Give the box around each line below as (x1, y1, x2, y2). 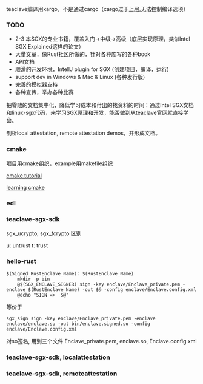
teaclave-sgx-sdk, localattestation (6, 353, 110, 362)
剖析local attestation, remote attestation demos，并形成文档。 (6, 129, 161, 137)
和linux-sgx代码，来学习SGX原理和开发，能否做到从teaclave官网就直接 (6, 109, 184, 117)
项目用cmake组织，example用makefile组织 (6, 160, 113, 167)
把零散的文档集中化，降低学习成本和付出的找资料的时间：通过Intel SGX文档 (6, 101, 194, 109)
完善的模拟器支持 (15, 81, 58, 88)
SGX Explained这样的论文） (15, 43, 84, 50)
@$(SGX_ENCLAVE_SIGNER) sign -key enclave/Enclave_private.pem (17, 281, 181, 287)
